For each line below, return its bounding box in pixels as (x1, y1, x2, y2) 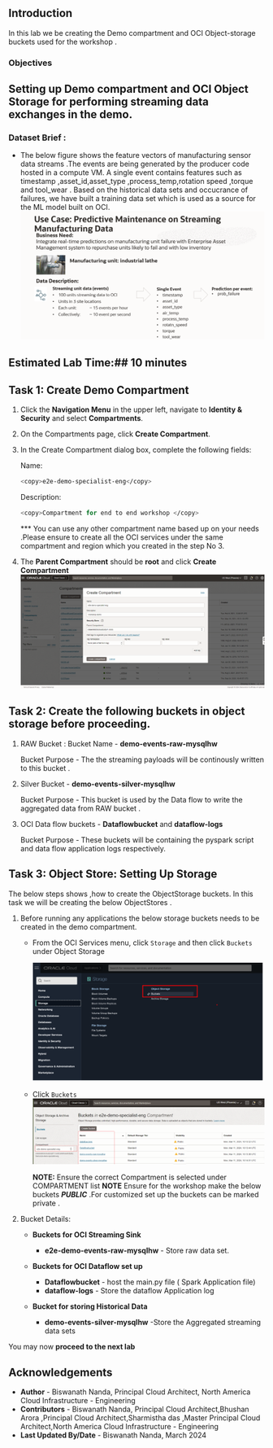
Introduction (8, 7, 73, 20)
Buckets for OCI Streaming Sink (32, 1230, 141, 1240)
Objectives (8, 57, 53, 68)
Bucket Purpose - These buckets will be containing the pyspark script (19, 834, 254, 845)
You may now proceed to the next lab (8, 1342, 136, 1352)
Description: (19, 492, 62, 502)
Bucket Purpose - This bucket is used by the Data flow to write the (19, 794, 243, 804)
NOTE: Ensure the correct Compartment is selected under (32, 1172, 227, 1183)
